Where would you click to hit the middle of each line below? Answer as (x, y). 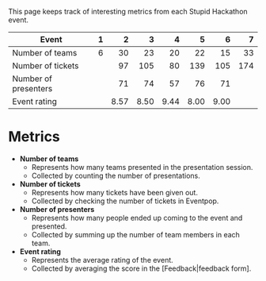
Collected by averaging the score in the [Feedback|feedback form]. (141, 268)
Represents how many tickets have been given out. (114, 192)
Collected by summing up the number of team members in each (135, 234)
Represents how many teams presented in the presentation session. (142, 167)
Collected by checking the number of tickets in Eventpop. (125, 201)
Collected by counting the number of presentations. (116, 175)
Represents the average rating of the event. (103, 260)
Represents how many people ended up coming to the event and (137, 217)
